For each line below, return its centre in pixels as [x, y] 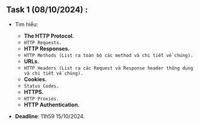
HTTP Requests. [43, 42]
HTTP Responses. [47, 48]
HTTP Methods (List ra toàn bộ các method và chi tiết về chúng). [108, 55]
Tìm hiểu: [26, 24]
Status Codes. [41, 86]
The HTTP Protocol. [49, 36]
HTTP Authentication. [52, 105]
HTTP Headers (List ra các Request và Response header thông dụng [108, 68]
